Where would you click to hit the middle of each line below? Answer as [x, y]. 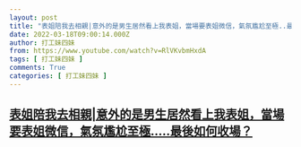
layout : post [34, 17]
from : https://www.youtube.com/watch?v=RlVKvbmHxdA [107, 51]
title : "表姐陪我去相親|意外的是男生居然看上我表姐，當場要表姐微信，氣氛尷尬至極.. [148, 26]
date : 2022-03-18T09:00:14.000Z [69, 34]
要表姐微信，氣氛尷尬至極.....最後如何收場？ [131, 131]
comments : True [38, 68]
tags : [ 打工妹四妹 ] [46, 59]
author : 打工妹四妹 [42, 43]
